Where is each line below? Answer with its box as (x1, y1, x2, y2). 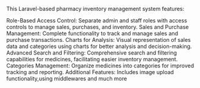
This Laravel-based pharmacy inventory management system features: (6, 5, 185, 12)
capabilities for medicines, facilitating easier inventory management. (6, 56, 178, 63)
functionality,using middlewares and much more (6, 75, 127, 82)
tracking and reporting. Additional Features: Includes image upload (6, 69, 174, 75)
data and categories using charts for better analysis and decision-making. (6, 42, 192, 50)
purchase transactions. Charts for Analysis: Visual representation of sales (6, 36, 191, 43)
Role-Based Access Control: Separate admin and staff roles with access (6, 17, 187, 24)
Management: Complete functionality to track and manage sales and (6, 30, 179, 37)
